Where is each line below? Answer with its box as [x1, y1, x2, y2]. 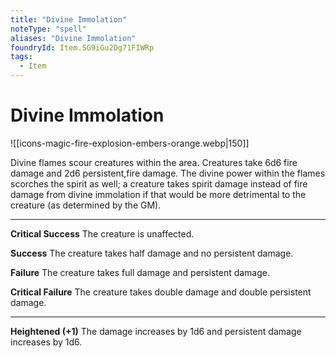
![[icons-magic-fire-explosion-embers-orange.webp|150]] [10, 137, 250, 149]
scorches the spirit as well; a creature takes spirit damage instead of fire [10, 177, 308, 190]
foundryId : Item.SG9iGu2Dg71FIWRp [10, 42, 155, 53]
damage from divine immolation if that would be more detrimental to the [10, 188, 307, 200]
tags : [10, 52, 33, 62]
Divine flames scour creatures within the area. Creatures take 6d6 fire [10, 156, 298, 168]
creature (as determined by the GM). [10, 199, 162, 211]
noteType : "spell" [10, 24, 87, 34]
